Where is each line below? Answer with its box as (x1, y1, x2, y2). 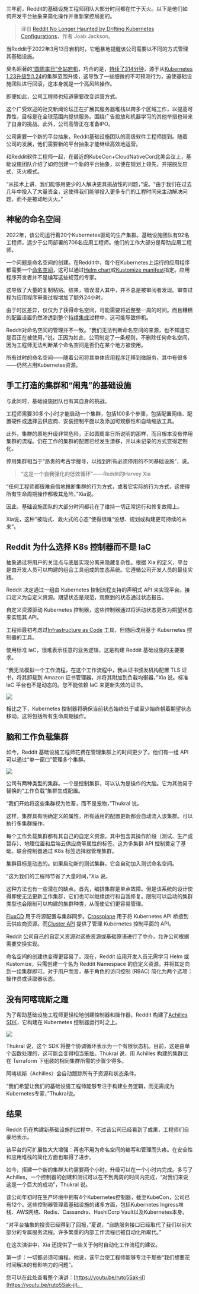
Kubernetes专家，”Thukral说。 (6, 1090, 79, 1097)
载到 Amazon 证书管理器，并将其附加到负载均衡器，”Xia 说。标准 (31, 674, 188, 681)
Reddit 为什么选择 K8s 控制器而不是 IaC (6, 542, 151, 552)
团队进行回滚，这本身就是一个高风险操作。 (11, 80, 115, 87)
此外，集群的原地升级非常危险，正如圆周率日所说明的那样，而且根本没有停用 (6, 430, 193, 437)
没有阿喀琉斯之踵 (6, 994, 69, 1005)
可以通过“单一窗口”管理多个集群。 (6, 756, 89, 763)
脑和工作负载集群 (6, 732, 69, 742)
